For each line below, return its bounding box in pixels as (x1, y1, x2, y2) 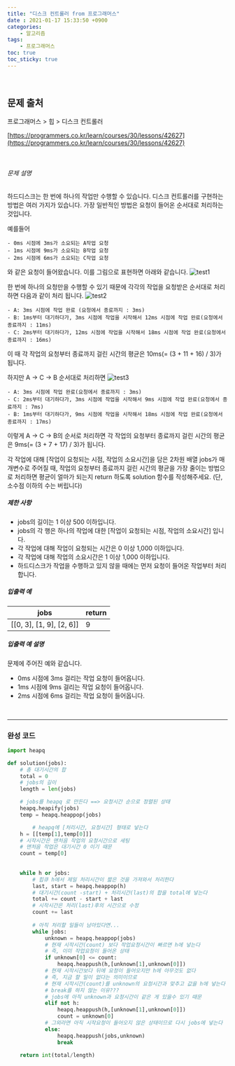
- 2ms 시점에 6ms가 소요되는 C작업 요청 (7, 254, 109, 261)
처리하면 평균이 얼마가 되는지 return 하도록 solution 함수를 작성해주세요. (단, (14, 472, 223, 480)
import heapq (7, 747, 45, 754)
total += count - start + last (32, 896, 124, 903)
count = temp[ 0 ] (20, 850, 68, 857)
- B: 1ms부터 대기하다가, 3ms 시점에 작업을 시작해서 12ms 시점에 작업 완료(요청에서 (7, 314, 223, 321)
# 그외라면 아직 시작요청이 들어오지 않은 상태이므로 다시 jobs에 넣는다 (44, 1020, 223, 1027)
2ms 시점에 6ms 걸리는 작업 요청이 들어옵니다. (17, 691, 145, 700)
